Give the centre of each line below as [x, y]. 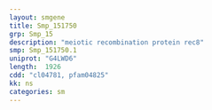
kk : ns [21, 83]
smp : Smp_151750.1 [43, 51]
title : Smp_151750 [43, 26]
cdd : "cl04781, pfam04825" [59, 75]
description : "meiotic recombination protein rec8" [106, 42]
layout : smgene [37, 17]
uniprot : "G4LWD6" [43, 59]
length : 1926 [35, 67]
